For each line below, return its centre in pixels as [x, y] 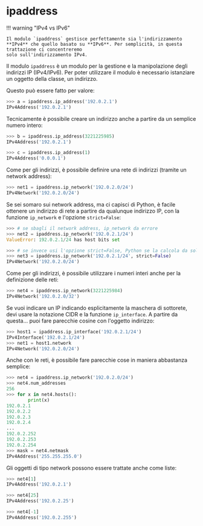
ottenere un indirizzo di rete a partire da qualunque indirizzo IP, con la [93, 211]
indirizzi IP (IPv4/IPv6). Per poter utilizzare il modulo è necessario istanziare [101, 72]
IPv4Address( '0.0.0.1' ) [36, 158]
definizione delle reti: [32, 280]
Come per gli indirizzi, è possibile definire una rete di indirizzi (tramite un [97, 170]
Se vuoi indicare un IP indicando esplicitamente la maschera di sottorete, [97, 308]
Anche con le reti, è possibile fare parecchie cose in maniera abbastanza [97, 360]
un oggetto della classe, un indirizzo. [52, 79]
